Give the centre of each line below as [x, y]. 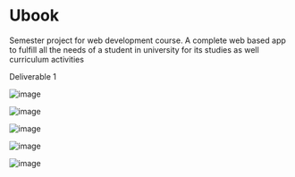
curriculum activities [47, 59]
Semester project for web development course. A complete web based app [147, 40]
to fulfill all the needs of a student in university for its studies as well [134, 49]
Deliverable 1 [33, 76]
